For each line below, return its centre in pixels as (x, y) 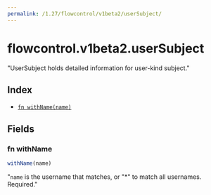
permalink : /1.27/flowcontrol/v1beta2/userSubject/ (84, 14)
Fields (21, 129)
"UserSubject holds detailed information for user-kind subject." (98, 68)
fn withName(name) (44, 107)
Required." (23, 184)
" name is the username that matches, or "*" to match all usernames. (104, 177)
